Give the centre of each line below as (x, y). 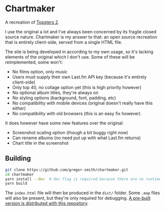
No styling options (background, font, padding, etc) (64, 98)
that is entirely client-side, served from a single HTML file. (64, 42)
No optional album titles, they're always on (55, 92)
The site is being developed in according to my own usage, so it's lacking (79, 52)
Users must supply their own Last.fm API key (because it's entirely (79, 77)
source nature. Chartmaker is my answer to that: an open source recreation (81, 37)
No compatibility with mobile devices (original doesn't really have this (82, 103)
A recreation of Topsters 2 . (32, 22)
